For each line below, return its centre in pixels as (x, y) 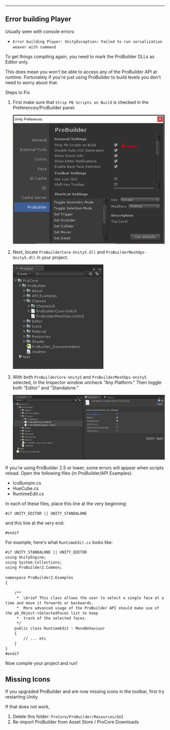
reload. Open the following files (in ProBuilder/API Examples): (69, 473)
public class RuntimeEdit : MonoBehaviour (60, 628)
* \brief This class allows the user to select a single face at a (90, 598)
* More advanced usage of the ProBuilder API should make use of (88, 608)
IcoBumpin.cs (27, 483)
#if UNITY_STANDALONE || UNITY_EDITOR (46, 552)
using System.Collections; (34, 562)
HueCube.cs (26, 488)
